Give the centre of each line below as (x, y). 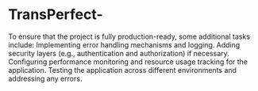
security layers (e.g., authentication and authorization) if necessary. (119, 53)
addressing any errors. (45, 78)
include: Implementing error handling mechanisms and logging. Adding (124, 44)
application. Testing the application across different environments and (122, 70)
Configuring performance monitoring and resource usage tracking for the (128, 62)
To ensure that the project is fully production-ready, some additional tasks (129, 36)
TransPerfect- (56, 15)
